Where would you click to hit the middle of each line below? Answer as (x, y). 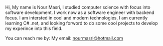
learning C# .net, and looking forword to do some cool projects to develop (81, 23)
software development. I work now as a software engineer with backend (80, 12)
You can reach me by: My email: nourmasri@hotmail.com (64, 38)
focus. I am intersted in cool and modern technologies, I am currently (76, 18)
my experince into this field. (34, 28)
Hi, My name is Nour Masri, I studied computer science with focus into (78, 7)
